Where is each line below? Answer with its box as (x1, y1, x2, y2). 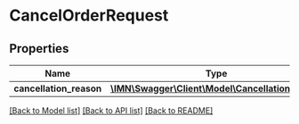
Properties (9, 41, 69, 56)
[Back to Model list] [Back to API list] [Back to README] (9, 105, 214, 116)
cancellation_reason (13, 82, 102, 95)
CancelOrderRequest (9, 5, 169, 26)
